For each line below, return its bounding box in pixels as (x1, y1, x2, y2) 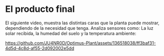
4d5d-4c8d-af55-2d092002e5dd (5, 45, 74, 51)
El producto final (5, 3, 75, 15)
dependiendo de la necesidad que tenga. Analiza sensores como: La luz (5, 25, 153, 31)
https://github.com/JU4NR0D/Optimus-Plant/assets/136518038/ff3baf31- (5, 40, 156, 46)
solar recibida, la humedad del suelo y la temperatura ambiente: (5, 30, 136, 36)
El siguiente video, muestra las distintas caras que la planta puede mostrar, (5, 20, 159, 26)
